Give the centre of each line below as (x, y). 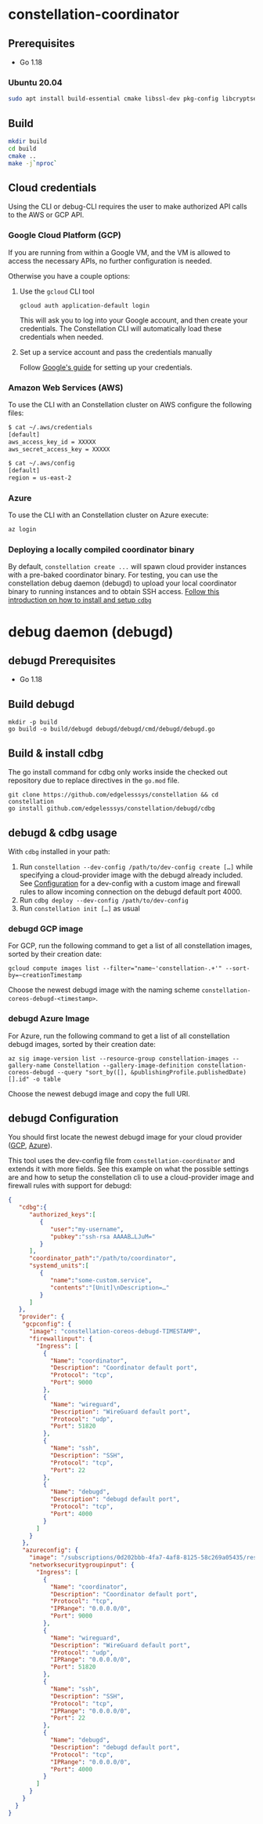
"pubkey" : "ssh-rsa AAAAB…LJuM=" (103, 1237)
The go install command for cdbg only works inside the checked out (118, 772)
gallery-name (29, 1065)
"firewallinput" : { (60, 1339)
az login (22, 530)
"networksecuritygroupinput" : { (81, 1565)
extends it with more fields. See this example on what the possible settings (128, 1169)
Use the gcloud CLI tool (57, 291)
